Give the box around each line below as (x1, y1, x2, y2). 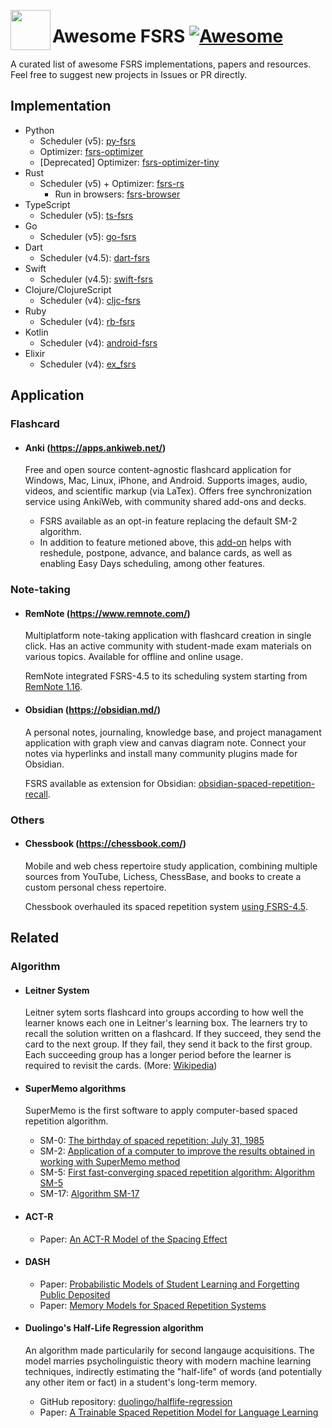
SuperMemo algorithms (24, 1082, 127, 1094)
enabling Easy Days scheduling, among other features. (39, 558, 266, 570)
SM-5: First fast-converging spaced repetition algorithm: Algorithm (39, 1166, 315, 1179)
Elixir (24, 347, 46, 359)
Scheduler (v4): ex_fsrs (39, 358, 137, 370)
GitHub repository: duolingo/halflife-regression (39, 1396, 233, 1408)
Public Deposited (39, 1288, 111, 1300)
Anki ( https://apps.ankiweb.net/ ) (24, 441, 167, 454)
